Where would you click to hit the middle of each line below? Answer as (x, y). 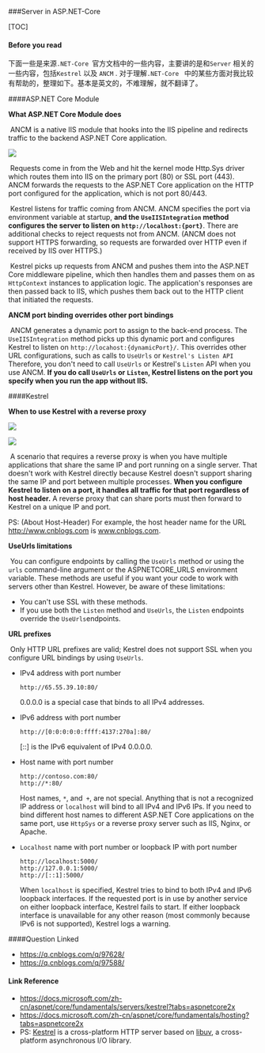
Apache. (33, 832)
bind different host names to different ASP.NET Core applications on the (137, 815)
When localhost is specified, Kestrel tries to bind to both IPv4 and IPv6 (136, 890)
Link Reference (34, 981)
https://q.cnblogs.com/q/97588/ (72, 963)
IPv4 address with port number (70, 673)
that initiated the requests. (51, 300)
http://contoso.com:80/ (59, 777)
